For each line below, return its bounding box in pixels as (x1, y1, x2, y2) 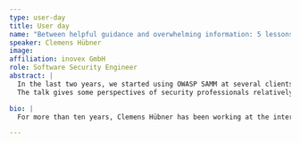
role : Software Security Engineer (9, 63, 138, 72)
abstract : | (9, 71, 54, 80)
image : (9, 46, 34, 55)
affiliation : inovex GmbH (9, 55, 105, 63)
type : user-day (9, 13, 66, 22)
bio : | (9, 104, 34, 113)
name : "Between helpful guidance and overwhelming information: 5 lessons (9, 29, 294, 38)
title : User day (9, 21, 70, 30)
